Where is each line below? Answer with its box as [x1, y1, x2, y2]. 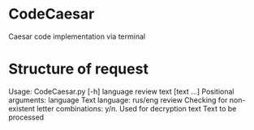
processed [8, 112, 45, 122]
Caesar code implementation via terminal [8, 31, 146, 41]
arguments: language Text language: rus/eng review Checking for [8, 94, 228, 105]
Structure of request [8, 60, 149, 78]
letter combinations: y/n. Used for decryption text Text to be [36, 103, 237, 113]
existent [8, 103, 35, 113]
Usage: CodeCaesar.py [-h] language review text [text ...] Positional [8, 86, 235, 96]
